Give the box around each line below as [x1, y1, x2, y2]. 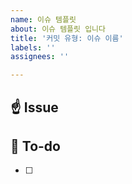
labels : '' [10, 42, 56, 53]
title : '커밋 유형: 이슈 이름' [10, 33, 124, 43]
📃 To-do [10, 137, 61, 155]
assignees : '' [10, 52, 70, 62]
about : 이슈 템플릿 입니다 [10, 24, 106, 34]
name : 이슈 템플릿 [10, 14, 77, 25]
